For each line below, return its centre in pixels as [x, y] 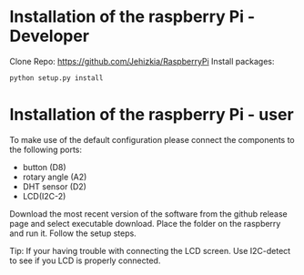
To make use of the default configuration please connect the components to [152, 139]
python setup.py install [56, 78]
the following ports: [46, 149]
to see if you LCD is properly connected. [85, 260]
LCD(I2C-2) [44, 196]
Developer [49, 36]
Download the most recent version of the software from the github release [149, 214]
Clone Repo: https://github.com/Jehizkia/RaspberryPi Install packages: [142, 61]
